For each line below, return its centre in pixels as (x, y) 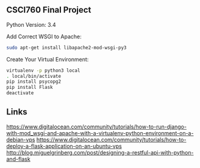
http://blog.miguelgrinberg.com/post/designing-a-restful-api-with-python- (100, 152)
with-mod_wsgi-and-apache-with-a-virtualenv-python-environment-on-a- (100, 133)
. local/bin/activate (34, 76)
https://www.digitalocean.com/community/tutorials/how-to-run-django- (97, 127)
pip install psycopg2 (34, 82)
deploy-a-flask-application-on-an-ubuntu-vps (64, 146)
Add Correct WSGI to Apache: (44, 37)
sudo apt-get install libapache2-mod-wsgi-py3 (66, 47)
